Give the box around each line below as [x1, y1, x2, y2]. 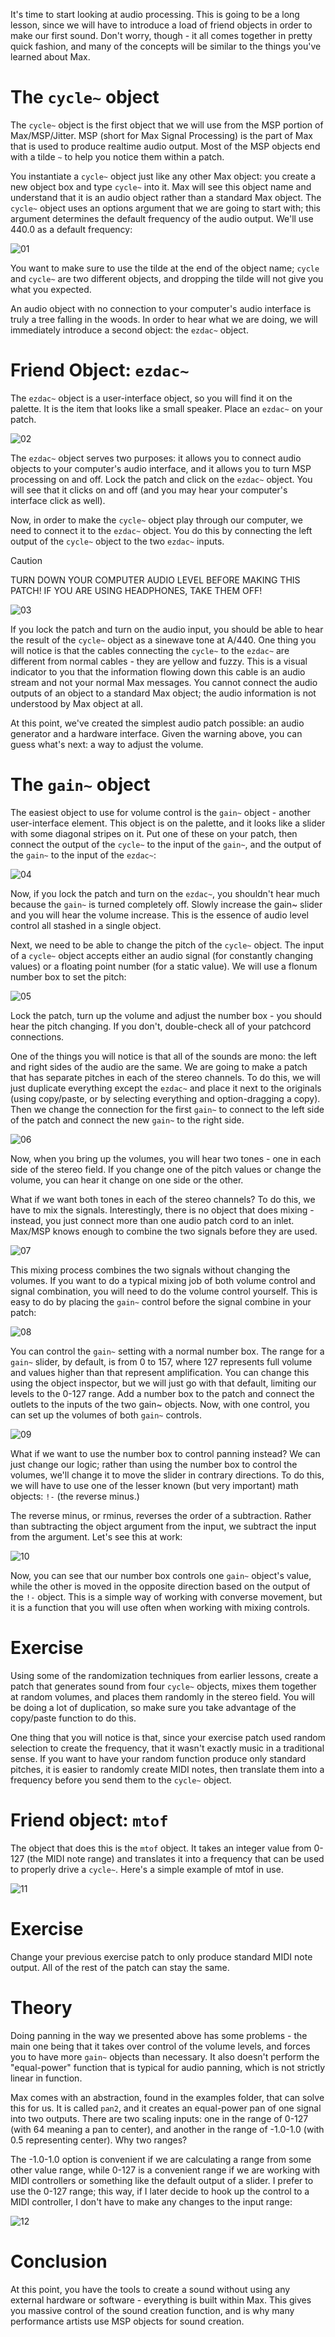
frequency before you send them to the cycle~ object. [10, 1774, 232, 1786]
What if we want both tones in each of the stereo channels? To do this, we [10, 1193, 316, 1205]
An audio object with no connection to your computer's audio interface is [10, 302, 312, 314]
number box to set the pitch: [10, 970, 127, 983]
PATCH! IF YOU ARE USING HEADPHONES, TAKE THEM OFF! [10, 584, 263, 596]
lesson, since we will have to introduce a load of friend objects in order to [10, 19, 313, 31]
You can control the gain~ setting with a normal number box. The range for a [10, 1345, 325, 1357]
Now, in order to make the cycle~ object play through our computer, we [10, 514, 303, 526]
